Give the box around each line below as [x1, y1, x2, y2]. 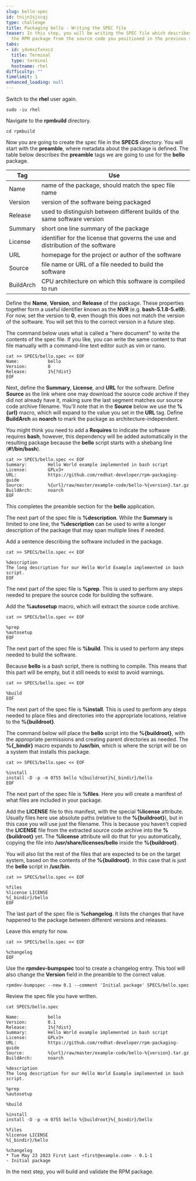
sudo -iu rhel [6, 107, 41, 113]
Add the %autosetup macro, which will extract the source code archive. [6, 603, 180, 610]
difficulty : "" [6, 69, 43, 74]
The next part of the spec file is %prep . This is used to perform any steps [6, 586, 183, 592]
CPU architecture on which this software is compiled [41, 277, 185, 285]
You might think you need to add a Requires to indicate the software [6, 427, 170, 434]
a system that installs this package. [6, 748, 90, 755]
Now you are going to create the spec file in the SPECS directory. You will [6, 139, 183, 145]
